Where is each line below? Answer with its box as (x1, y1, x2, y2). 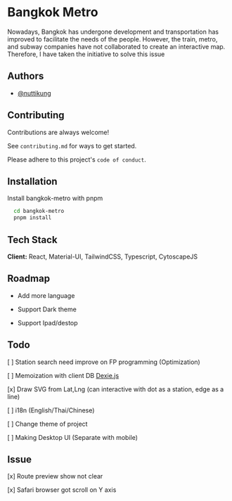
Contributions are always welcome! (7, 128, 110, 136)
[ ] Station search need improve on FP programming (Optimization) (7, 358, 200, 366)
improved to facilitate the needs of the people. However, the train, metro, (7, 34, 218, 43)
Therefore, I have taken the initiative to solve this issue (7, 50, 165, 58)
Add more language (17, 291, 75, 299)
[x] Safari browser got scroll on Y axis (7, 486, 117, 494)
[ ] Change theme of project (7, 419, 88, 428)
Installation (7, 175, 58, 187)
